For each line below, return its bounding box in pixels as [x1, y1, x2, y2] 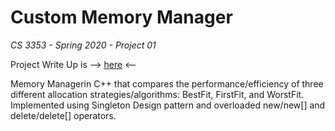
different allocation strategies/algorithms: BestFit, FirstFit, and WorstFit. [10, 88, 305, 100]
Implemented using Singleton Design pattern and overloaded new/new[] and [10, 99, 326, 111]
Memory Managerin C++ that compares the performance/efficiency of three [10, 77, 324, 90]
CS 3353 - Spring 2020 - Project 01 [10, 39, 157, 51]
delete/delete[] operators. [10, 109, 117, 121]
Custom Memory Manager [10, 6, 233, 29]
